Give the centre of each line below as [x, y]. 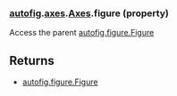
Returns [32, 60]
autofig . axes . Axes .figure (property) [89, 13]
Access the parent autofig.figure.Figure [82, 33]
